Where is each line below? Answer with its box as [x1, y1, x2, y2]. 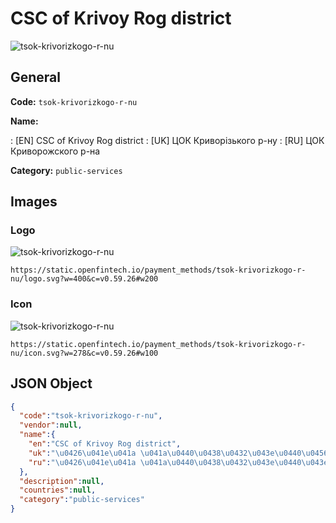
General [10, 69, 62, 86]
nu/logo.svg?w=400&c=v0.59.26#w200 [10, 274, 159, 284]
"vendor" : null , [19, 420, 83, 431]
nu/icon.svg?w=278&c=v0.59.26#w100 [10, 348, 159, 358]
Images [10, 193, 58, 211]
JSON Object [10, 375, 93, 392]
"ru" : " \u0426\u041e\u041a [28, 457, 137, 467]
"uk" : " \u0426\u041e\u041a [28, 448, 137, 458]
